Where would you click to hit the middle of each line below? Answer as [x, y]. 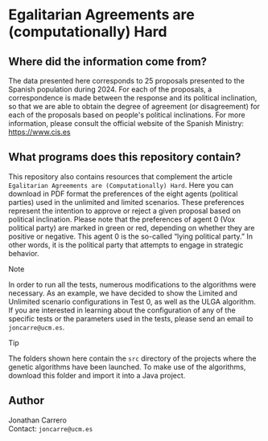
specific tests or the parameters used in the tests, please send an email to [131, 318]
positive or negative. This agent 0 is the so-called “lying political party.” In [131, 236]
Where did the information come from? [108, 61]
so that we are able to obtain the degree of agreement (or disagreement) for [134, 106]
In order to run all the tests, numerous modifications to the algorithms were [132, 284]
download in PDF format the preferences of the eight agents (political [123, 194]
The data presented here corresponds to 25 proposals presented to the [127, 81]
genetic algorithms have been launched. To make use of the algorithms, [127, 366]
